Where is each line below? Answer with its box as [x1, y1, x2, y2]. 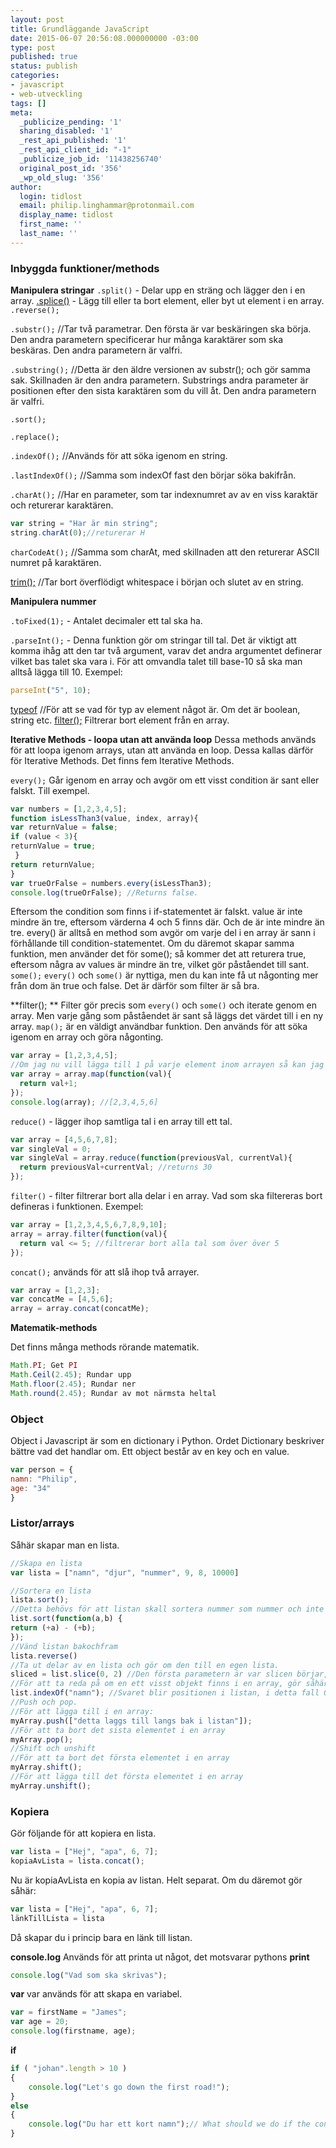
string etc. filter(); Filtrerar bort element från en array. [10, 714, 230, 726]
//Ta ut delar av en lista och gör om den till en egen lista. [10, 1660, 280, 1670]
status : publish [10, 61, 78, 71]
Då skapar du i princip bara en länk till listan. [10, 1931, 193, 1943]
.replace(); [10, 432, 60, 443]
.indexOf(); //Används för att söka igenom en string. [10, 450, 228, 462]
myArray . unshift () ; [10, 1781, 92, 1791]
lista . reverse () [10, 1651, 78, 1661]
